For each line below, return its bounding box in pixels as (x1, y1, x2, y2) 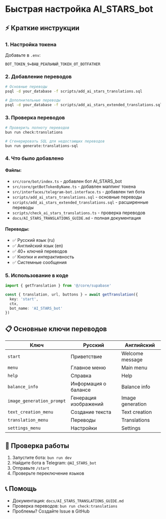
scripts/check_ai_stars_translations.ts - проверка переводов (12, 210, 146, 216)
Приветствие (71, 353, 102, 360)
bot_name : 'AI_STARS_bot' (9, 306, 63, 311)
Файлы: (5, 167, 22, 173)
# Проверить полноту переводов (5, 125, 70, 130)
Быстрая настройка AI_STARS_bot (5, 3, 153, 15)
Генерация (71, 395, 97, 402)
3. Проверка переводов (5, 114, 65, 121)
